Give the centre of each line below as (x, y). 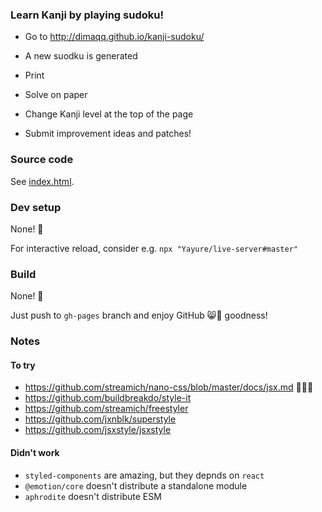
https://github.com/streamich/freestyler (106, 409)
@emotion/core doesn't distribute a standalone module (136, 485)
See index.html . (42, 181)
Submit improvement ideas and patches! (108, 134)
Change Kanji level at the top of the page (109, 114)
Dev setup (36, 207)
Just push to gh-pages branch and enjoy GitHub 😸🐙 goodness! (139, 315)
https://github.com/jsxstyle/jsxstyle (98, 430)
